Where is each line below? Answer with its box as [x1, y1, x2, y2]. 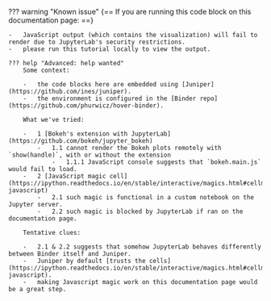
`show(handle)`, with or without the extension [8, 151, 172, 159]
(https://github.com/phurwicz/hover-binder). [8, 102, 164, 110]
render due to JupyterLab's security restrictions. [8, 38, 186, 46]
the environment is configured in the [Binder [37, 94, 197, 102]
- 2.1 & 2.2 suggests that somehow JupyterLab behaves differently [23, 243, 262, 251]
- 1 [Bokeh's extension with [23, 130, 128, 138]
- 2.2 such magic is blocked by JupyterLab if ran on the [37, 207, 244, 215]
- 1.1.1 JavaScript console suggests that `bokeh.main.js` [51, 158, 262, 166]
